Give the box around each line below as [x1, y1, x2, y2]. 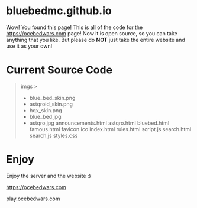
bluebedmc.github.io [6, 4, 112, 18]
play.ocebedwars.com [6, 195, 60, 202]
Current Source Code [6, 63, 113, 77]
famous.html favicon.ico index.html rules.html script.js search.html [29, 125, 192, 132]
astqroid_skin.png [29, 100, 73, 108]
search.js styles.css [29, 132, 78, 139]
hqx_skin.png [29, 106, 62, 113]
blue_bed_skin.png [29, 94, 76, 101]
